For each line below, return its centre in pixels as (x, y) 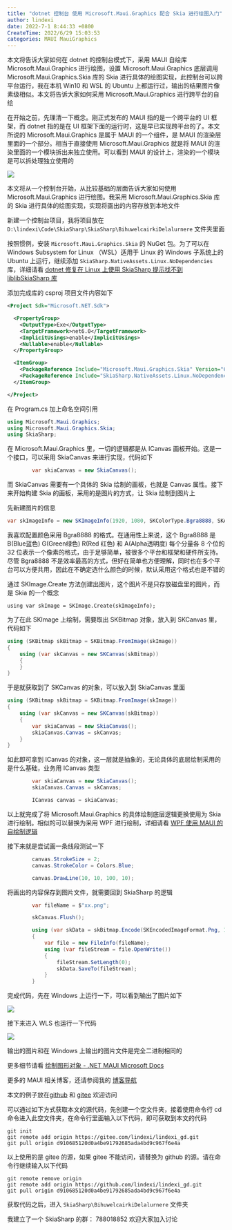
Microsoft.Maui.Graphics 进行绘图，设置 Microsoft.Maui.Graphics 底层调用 (113, 68)
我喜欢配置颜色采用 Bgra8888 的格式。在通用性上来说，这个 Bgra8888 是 (112, 535)
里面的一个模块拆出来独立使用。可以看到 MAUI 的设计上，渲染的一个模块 (116, 152)
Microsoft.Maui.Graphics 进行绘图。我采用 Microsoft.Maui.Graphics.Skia (110, 197)
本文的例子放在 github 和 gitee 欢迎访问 (62, 1095)
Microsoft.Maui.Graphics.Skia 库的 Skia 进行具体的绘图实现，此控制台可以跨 (115, 77)
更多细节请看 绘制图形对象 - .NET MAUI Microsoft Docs (86, 1066)
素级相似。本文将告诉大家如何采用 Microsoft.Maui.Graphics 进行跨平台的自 (113, 95)
